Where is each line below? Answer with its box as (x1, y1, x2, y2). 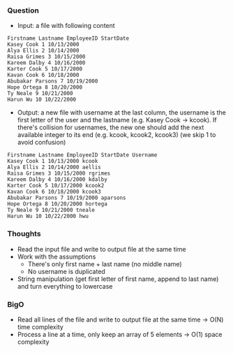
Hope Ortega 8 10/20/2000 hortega (7, 201, 108, 208)
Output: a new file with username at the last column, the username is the (17, 108, 227, 117)
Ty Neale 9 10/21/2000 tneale (7, 207, 96, 214)
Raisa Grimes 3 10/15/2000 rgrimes (7, 170, 111, 177)
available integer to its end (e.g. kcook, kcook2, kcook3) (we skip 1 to (17, 131, 216, 139)
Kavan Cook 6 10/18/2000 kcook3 (7, 188, 101, 196)
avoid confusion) (17, 138, 66, 147)
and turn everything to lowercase (17, 282, 113, 290)
